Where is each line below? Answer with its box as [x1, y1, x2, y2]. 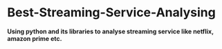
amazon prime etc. [7, 34, 62, 42]
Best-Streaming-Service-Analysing [7, 5, 216, 20]
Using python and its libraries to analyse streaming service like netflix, [7, 27, 214, 35]
